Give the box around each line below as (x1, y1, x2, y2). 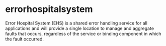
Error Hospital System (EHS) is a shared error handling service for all (5, 20, 147, 26)
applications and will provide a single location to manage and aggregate (5, 25, 154, 31)
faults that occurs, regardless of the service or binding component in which (5, 30, 161, 36)
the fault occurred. (5, 36, 44, 42)
